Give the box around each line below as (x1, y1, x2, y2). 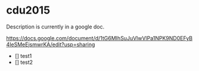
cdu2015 (6, 4, 51, 17)
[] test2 (14, 59, 33, 66)
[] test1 (14, 52, 32, 59)
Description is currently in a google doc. (6, 23, 105, 30)
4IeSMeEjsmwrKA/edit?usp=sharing (6, 41, 95, 48)
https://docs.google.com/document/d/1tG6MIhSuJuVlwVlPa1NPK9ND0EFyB (6, 34, 193, 41)
